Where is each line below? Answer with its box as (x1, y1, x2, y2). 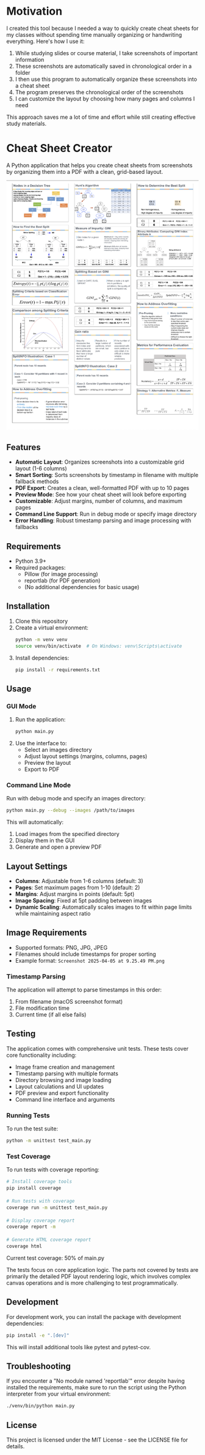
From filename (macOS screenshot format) (15, 998, 123, 1006)
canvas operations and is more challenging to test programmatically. (6, 1279, 179, 1287)
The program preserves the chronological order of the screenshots (15, 88, 184, 96)
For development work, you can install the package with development (6, 1313, 181, 1320)
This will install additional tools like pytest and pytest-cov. (6, 1343, 151, 1351)
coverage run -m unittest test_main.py (6, 1205, 108, 1211)
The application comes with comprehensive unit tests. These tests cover (6, 1045, 189, 1052)
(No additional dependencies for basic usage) (24, 583, 140, 590)
